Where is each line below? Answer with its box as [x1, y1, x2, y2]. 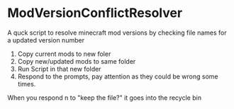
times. [17, 79, 36, 88]
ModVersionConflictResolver [7, 5, 183, 21]
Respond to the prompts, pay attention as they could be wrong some [17, 72, 218, 81]
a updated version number [7, 35, 85, 44]
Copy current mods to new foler [17, 50, 111, 58]
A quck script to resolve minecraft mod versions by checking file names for [7, 28, 227, 37]
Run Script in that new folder [17, 64, 101, 73]
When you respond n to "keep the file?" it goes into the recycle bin [7, 93, 202, 102]
